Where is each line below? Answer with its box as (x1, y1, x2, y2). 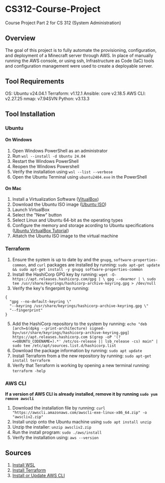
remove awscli (5, 396, 34, 401)
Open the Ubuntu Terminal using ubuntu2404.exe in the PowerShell (12, 174, 147, 180)
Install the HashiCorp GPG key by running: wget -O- (12, 271, 117, 277)
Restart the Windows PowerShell (12, 158, 79, 164)
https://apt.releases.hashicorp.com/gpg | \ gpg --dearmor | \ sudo (12, 276, 156, 282)
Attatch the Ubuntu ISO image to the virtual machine (12, 233, 118, 239)
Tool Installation (5, 110, 56, 118)
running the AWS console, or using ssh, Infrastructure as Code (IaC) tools (5, 58, 154, 64)
